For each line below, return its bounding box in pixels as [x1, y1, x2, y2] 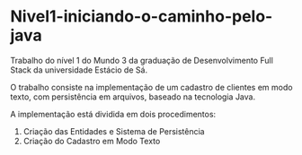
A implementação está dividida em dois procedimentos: [10, 108, 217, 119]
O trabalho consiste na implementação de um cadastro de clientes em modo [10, 82, 293, 92]
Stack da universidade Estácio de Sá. [10, 65, 147, 75]
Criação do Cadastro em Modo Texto [22, 135, 161, 146]
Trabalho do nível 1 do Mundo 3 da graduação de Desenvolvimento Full [10, 55, 273, 65]
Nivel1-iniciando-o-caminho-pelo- [10, 6, 273, 27]
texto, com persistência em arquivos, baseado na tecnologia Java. [10, 91, 255, 102]
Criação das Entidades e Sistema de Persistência [22, 125, 205, 136]
